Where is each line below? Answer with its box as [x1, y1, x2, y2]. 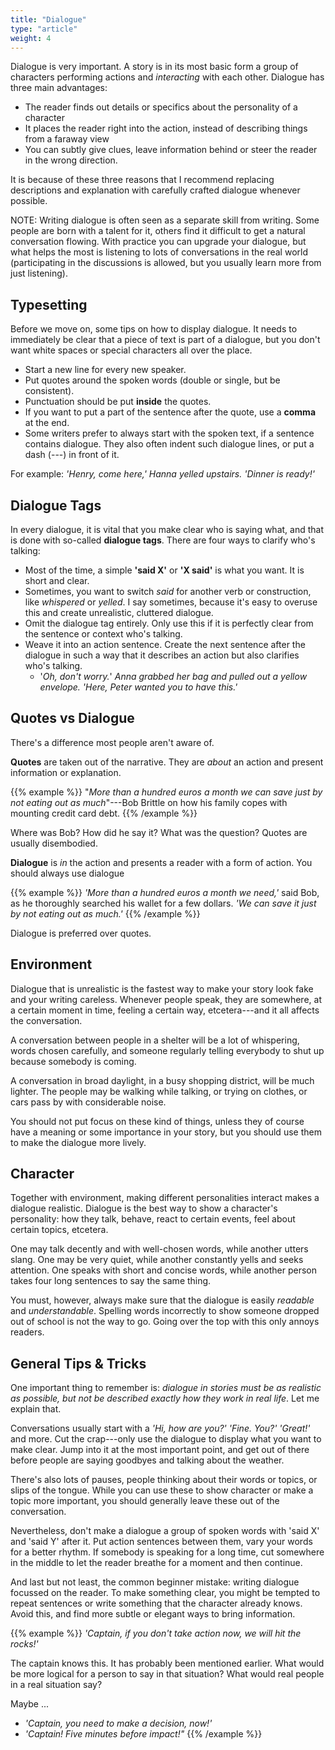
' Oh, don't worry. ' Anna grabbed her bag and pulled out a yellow [39, 671, 308, 682]
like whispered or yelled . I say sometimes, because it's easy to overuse [24, 596, 318, 608]
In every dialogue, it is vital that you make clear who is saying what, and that [10, 524, 325, 535]
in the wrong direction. [24, 154, 118, 166]
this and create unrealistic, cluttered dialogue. [24, 607, 214, 618]
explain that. [10, 1403, 62, 1415]
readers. [10, 1326, 45, 1338]
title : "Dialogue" [10, 14, 87, 25]
